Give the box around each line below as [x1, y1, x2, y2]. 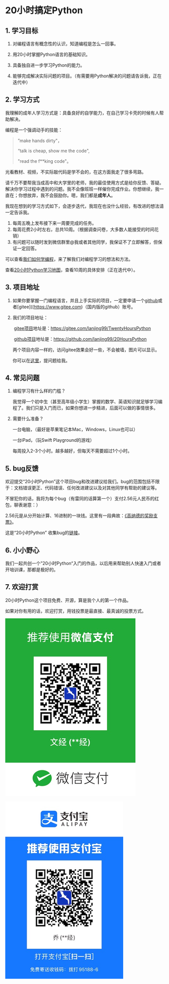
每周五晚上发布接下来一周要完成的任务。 [12, 220, 97, 226]
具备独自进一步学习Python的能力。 [12, 62, 85, 68]
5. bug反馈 [5, 464, 39, 473]
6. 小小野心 [5, 546, 40, 554]
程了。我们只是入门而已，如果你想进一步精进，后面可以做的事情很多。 [12, 405, 158, 411]
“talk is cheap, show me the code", [17, 148, 90, 154]
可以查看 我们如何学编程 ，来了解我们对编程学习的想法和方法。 [5, 256, 133, 262]
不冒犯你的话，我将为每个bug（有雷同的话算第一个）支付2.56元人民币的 [5, 496, 155, 502]
